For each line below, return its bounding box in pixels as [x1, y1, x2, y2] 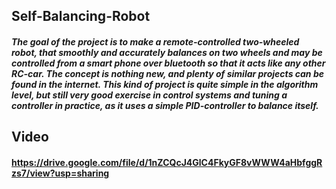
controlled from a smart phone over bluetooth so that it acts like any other [11, 57, 326, 69]
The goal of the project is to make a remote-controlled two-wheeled [11, 35, 300, 48]
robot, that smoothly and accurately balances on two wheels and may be [11, 46, 323, 58]
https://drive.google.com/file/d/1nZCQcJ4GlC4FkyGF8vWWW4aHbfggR [11, 156, 323, 168]
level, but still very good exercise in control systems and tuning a [11, 89, 288, 101]
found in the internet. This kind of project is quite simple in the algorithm [11, 78, 319, 90]
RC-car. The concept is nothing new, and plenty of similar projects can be [11, 67, 324, 79]
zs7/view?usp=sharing [11, 167, 110, 179]
